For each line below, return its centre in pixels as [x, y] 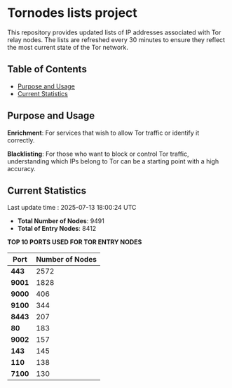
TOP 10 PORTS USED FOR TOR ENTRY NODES [75, 242]
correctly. [21, 140]
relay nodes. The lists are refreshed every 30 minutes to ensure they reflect [116, 39]
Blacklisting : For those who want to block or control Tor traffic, [98, 154]
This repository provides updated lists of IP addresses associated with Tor [114, 32]
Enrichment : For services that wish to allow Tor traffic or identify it [103, 133]
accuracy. [22, 168]
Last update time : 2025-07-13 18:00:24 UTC [72, 208]
